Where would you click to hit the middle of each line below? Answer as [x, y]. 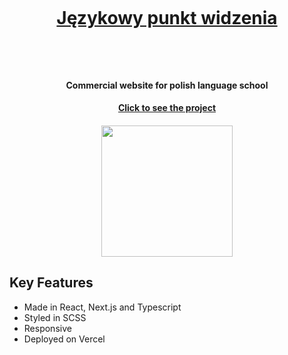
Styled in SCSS [55, 317]
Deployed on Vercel [64, 339]
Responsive [47, 328]
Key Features [51, 283]
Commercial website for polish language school [167, 85]
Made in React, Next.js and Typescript [102, 307]
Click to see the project [167, 108]
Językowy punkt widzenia [167, 18]
